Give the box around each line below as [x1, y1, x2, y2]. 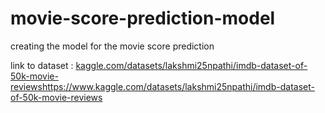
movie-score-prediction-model [10, 7, 276, 30]
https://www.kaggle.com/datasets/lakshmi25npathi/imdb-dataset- [41, 80, 315, 92]
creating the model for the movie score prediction [10, 40, 215, 52]
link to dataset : [10, 59, 74, 71]
